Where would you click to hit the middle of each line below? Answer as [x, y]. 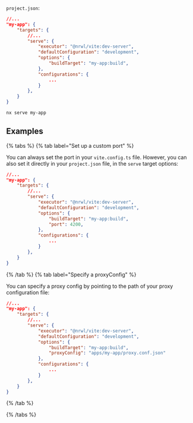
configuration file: [28, 292]
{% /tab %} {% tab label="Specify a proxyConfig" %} [71, 274]
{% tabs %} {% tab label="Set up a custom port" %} [70, 145]
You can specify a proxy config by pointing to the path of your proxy [90, 286]
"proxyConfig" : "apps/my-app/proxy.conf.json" [107, 353]
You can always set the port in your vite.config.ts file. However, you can [96, 157]
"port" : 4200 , [66, 224]
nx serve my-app [26, 113]
